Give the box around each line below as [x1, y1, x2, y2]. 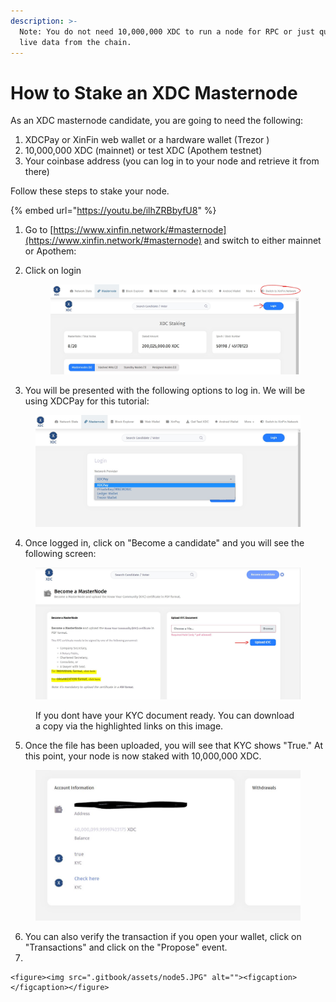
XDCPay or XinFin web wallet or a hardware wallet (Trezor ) [24, 134, 270, 146]
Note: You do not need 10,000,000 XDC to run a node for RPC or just [19, 26, 315, 37]
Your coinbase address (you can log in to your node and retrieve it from [24, 155, 320, 167]
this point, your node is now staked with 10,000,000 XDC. [24, 750, 262, 762]
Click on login [24, 265, 82, 277]
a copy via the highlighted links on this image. [35, 720, 224, 732]
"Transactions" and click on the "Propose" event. [24, 941, 228, 953]
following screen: [24, 548, 97, 560]
